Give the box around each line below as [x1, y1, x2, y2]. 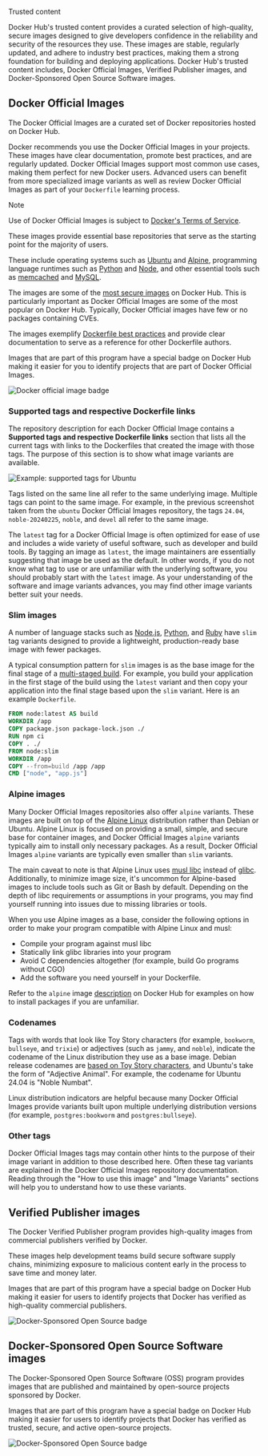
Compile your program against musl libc [19, 938, 152, 948]
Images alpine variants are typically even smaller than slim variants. [8, 849, 234, 859]
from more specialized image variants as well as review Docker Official [8, 176, 242, 185]
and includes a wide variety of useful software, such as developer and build [8, 539, 258, 548]
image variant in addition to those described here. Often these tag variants [8, 1157, 254, 1167]
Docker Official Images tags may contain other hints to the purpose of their [8, 1148, 255, 1158]
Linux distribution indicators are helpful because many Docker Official [8, 1093, 238, 1102]
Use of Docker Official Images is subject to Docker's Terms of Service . [8, 216, 242, 225]
